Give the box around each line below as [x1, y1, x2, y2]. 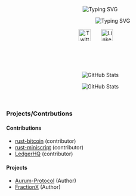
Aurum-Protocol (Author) [14, 177, 76, 185]
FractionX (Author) [14, 183, 61, 191]
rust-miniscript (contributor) [14, 144, 84, 151]
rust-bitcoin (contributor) [14, 137, 76, 145]
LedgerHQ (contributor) [14, 150, 73, 158]
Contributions [6, 124, 42, 131]
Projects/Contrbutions [6, 109, 73, 118]
